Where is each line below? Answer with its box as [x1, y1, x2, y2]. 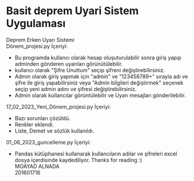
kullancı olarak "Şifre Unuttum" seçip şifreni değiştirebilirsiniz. [14, 66, 165, 73]
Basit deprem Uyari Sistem [6, 4, 139, 18]
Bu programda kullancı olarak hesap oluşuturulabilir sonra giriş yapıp [14, 54, 182, 61]
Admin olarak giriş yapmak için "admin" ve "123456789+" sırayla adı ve [14, 73, 188, 80]
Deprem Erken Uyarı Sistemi [6, 36, 75, 43]
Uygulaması [6, 17, 66, 30]
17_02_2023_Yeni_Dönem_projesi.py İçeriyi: [6, 103, 111, 110]
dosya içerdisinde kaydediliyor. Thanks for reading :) [14, 156, 143, 163]
